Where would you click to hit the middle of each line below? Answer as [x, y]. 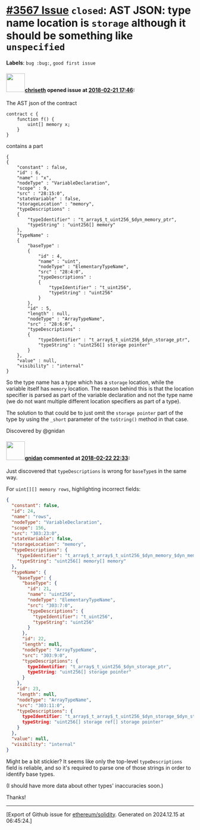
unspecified [36, 47]
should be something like [70, 36]
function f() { [36, 119]
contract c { [22, 114]
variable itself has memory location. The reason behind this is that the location [100, 389]
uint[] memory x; [49, 125]
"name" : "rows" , [32, 517]
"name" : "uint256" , [52, 595]
